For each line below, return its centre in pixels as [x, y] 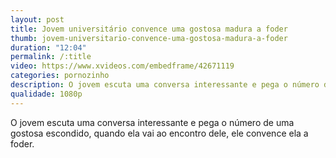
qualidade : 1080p [46, 94]
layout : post [37, 19]
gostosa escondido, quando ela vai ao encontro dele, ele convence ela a [159, 133]
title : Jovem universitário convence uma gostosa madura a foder [149, 29]
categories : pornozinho [60, 76]
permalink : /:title [51, 57]
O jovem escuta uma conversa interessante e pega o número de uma [152, 122]
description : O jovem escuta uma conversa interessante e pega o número [165, 85]
